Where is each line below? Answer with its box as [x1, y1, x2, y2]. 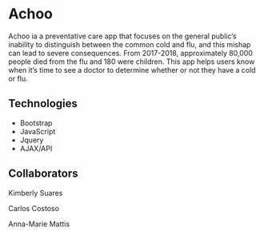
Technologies [8, 97, 78, 110]
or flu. [8, 74, 28, 83]
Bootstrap [19, 117, 53, 128]
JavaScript [19, 126, 56, 136]
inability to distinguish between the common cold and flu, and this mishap [8, 39, 251, 49]
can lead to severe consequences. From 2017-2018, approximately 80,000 [8, 48, 254, 58]
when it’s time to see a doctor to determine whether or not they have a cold [8, 65, 256, 74]
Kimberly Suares [8, 188, 63, 197]
